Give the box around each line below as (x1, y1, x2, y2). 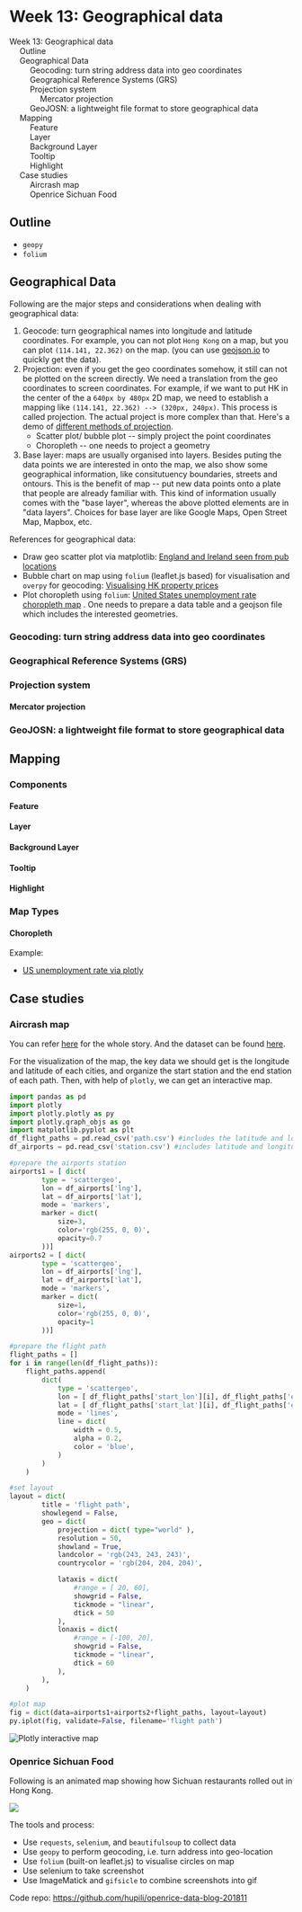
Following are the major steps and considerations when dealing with (9, 298, 262, 309)
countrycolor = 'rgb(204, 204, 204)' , (57, 1559, 203, 1568)
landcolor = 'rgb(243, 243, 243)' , (57, 1551, 191, 1560)
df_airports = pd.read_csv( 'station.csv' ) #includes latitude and (9, 1143, 263, 1152)
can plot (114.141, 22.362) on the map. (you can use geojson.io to (22, 344, 271, 355)
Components (9, 778, 67, 791)
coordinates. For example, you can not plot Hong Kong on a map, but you (22, 334, 289, 345)
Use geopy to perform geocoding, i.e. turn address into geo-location (22, 1846, 274, 1857)
